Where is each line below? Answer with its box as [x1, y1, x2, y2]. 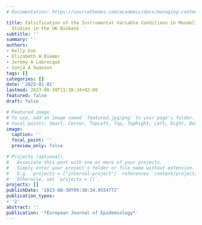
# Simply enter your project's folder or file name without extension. [6, 165, 195, 171]
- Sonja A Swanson [6, 65, 52, 71]
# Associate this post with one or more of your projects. [6, 159, 163, 165]
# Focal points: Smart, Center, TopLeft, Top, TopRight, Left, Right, [6, 120, 187, 127]
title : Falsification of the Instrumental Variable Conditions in [6, 19, 176, 26]
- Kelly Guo [6, 48, 36, 54]
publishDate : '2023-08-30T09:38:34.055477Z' [6, 188, 120, 194]
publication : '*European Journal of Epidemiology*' [6, 209, 138, 216]
